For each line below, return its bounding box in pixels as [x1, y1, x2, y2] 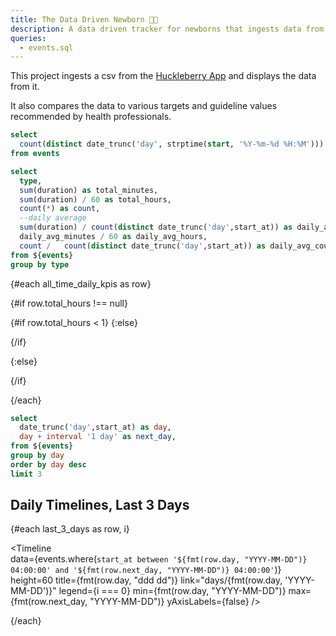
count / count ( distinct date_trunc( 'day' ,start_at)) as [19, 241, 267, 251]
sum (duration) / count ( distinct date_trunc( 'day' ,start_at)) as [19, 222, 293, 233]
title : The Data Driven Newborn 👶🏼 [10, 14, 159, 25]
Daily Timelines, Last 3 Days [10, 497, 190, 514]
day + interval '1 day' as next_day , [19, 432, 177, 442]
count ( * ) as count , [19, 204, 101, 214]
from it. [10, 81, 40, 93]
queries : [10, 33, 47, 43]
